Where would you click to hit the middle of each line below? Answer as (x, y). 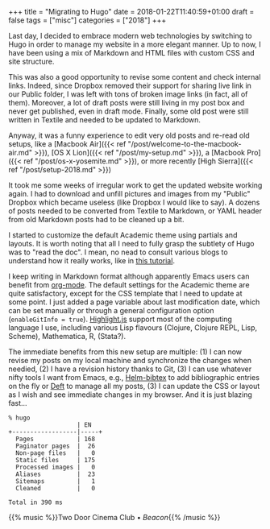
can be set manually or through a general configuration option (111, 310)
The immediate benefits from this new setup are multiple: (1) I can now (125, 352)
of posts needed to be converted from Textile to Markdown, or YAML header (135, 211)
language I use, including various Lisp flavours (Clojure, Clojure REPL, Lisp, (133, 328)
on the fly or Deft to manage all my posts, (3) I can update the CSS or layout (134, 386)
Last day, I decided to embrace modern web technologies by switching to (130, 36)
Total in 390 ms (35, 502)
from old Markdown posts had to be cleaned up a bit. (96, 219)
